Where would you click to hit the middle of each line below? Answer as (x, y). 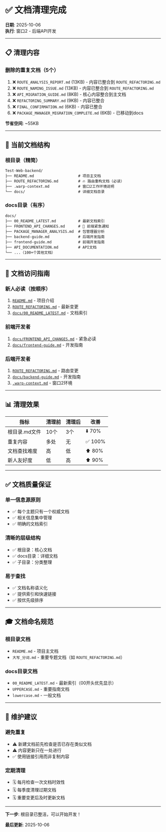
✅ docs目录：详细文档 (35, 556)
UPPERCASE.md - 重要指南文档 (41, 689)
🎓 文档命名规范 (29, 622)
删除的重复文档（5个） (32, 70)
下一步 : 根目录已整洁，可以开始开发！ (43, 814)
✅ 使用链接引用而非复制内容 (41, 756)
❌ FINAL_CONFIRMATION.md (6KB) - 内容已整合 (57, 106)
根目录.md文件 (24, 432)
